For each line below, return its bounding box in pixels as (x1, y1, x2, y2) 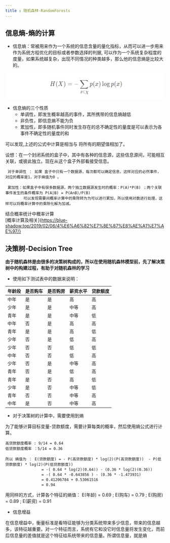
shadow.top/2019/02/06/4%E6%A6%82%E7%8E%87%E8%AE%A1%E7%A (5, 223, 164, 229)
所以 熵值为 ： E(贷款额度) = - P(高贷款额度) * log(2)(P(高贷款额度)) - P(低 (5, 456, 162, 461)
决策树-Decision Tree (5, 244, 73, 253)
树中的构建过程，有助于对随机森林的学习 (5, 265, 90, 271)
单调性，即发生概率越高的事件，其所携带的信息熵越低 (20, 112, 132, 118)
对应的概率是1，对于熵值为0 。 (5, 175, 62, 180)
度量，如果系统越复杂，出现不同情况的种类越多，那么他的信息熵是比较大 (12, 56, 163, 62)
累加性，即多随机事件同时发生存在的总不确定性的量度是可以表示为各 (20, 124, 162, 130)
